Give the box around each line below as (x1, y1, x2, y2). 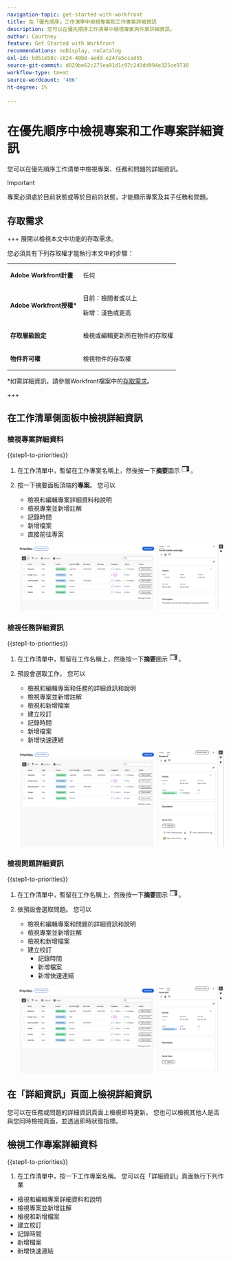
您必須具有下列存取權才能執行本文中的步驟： (7, 249, 134, 257)
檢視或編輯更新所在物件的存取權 (82, 331, 174, 340)
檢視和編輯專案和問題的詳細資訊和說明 (27, 920, 136, 928)
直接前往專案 (27, 530, 64, 538)
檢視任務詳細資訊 (7, 623, 64, 633)
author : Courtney (7, 33, 57, 40)
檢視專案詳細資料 (7, 434, 64, 444)
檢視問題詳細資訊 (7, 859, 64, 869)
